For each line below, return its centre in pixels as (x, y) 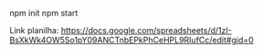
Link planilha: (34, 30)
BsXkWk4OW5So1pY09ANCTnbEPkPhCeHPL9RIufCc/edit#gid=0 (131, 40)
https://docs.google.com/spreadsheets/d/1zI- (147, 30)
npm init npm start (44, 13)
